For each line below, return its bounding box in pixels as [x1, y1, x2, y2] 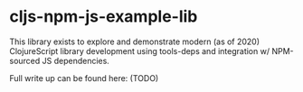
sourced [9, 55, 41, 66]
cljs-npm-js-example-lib [9, 6, 198, 27]
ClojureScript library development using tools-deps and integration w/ [9, 45, 270, 56]
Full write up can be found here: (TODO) [9, 72, 159, 83]
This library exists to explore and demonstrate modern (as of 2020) [9, 36, 260, 47]
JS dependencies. [42, 55, 110, 66]
